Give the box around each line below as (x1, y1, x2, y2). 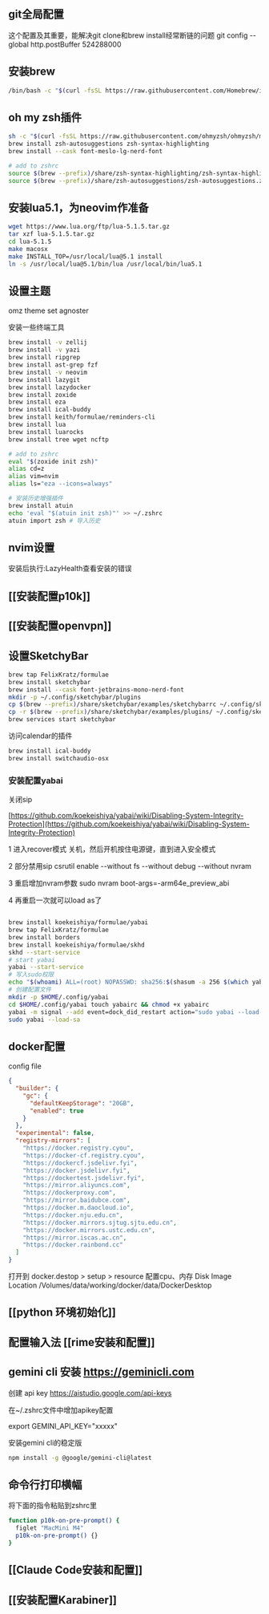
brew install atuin (8, 501, 74, 509)
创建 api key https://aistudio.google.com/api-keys (8, 1388, 172, 1397)
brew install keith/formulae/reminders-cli (8, 413, 156, 421)
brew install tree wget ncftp (8, 436, 110, 444)
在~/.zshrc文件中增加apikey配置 (8, 1405, 114, 1414)
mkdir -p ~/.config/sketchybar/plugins (8, 693, 142, 701)
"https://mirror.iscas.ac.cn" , (22, 1234, 127, 1242)
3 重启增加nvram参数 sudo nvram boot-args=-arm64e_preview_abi (8, 878, 230, 888)
